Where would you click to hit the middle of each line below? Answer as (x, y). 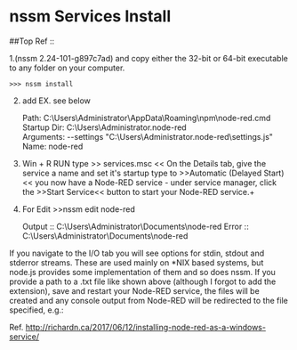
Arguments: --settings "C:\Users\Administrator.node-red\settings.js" (148, 136)
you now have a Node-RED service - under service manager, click (156, 182)
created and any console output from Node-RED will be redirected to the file (149, 300)
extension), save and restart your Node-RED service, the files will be (134, 290)
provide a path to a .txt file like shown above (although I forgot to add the (143, 281)
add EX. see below (56, 101)
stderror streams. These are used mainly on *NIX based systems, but (136, 262)
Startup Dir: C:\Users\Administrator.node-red (104, 127)
